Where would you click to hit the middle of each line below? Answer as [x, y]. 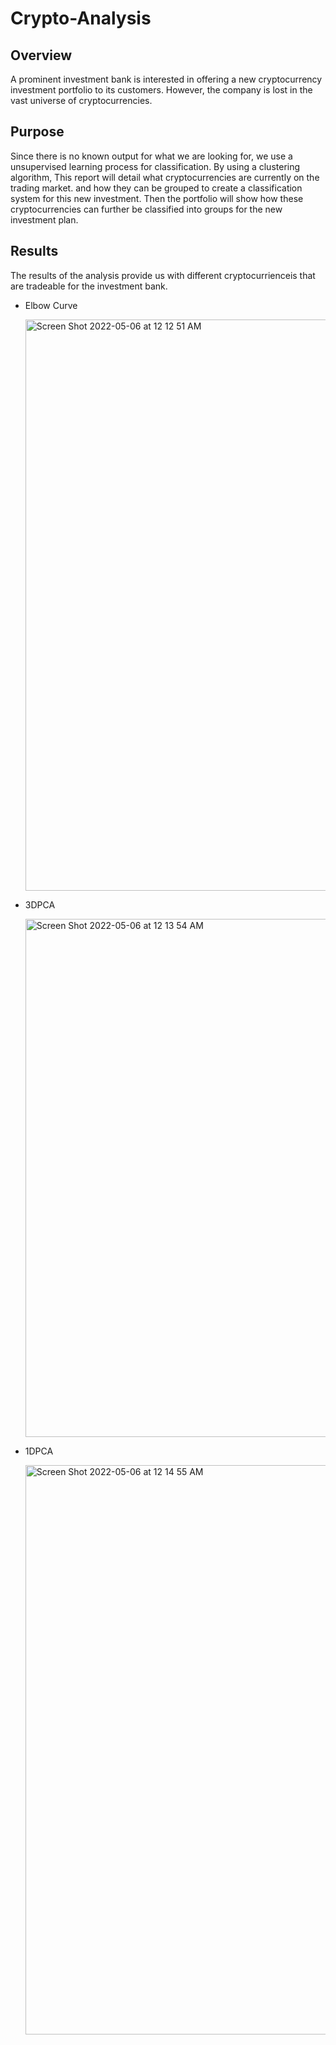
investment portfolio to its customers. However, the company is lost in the [161, 90]
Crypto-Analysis [81, 18]
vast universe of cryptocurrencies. [81, 100]
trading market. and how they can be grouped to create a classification [156, 188]
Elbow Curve [51, 305]
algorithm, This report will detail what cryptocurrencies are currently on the [165, 177]
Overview [41, 55]
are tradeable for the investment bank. [89, 286]
